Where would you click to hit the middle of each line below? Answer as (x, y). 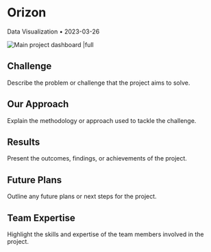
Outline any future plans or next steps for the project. (82, 197)
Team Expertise (41, 218)
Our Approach (38, 104)
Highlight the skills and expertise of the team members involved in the (105, 234)
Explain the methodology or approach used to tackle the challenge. (102, 120)
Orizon (27, 13)
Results (24, 142)
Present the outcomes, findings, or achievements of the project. (97, 158)
